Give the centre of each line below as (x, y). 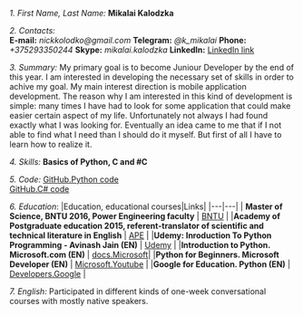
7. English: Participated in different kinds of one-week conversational (138, 291)
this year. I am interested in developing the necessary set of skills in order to (152, 77)
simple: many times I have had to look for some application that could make (150, 106)
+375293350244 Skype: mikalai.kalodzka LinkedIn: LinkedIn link (132, 50)
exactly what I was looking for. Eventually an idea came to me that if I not (146, 125)
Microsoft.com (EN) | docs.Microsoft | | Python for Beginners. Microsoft (144, 254)
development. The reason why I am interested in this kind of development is (151, 96)
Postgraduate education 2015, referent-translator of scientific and (137, 226)
